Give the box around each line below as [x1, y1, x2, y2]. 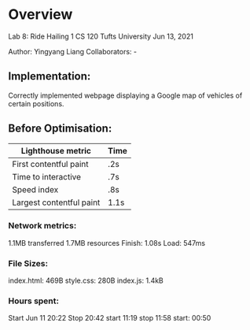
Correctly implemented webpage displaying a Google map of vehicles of [8, 91, 243, 100]
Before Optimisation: [8, 122, 112, 135]
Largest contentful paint [12, 197, 101, 208]
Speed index [12, 184, 59, 195]
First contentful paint [12, 158, 89, 169]
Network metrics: [8, 221, 77, 232]
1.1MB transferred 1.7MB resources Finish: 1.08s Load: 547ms [8, 238, 206, 247]
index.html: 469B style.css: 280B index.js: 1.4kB [8, 276, 164, 285]
